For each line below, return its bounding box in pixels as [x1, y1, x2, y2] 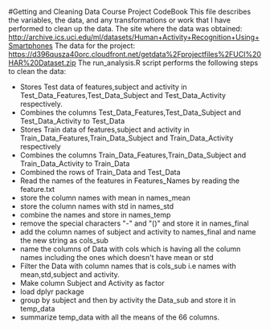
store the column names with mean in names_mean [19, 193, 190, 202]
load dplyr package [19, 287, 84, 296]
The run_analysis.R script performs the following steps [77, 58, 259, 67]
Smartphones [8, 41, 54, 51]
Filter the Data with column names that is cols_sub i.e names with [19, 261, 237, 271]
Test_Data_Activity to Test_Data [19, 116, 125, 125]
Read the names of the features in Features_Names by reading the [19, 176, 239, 185]
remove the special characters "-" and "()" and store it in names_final [19, 218, 249, 228]
